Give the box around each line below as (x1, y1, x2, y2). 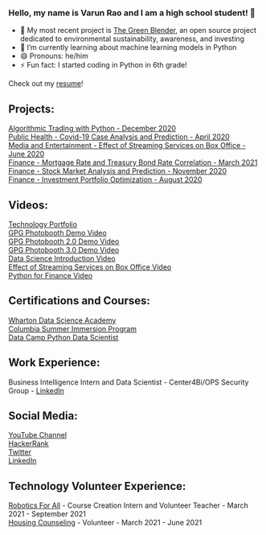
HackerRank (8, 438, 50, 449)
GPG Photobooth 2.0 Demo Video (8, 237, 120, 246)
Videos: (8, 198, 48, 212)
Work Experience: (8, 356, 100, 369)
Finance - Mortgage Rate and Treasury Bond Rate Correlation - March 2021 (8, 158, 258, 167)
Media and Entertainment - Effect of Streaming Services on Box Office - (8, 141, 247, 150)
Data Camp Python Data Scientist (8, 332, 119, 342)
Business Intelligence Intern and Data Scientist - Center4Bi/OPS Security (8, 377, 249, 387)
